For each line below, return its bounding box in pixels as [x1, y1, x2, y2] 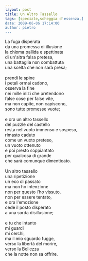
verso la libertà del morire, [5, 241, 58, 247]
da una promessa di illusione [5, 44, 62, 50]
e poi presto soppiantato [5, 147, 54, 154]
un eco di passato [5, 179, 41, 184]
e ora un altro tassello [5, 117, 49, 122]
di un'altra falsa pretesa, [5, 54, 53, 60]
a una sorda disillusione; [5, 210, 53, 216]
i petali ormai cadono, [5, 80, 49, 86]
